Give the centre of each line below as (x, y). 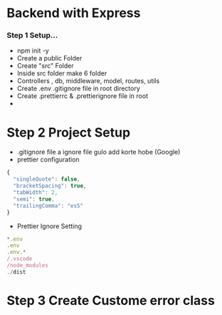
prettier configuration (48, 160)
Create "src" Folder (45, 66)
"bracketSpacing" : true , (50, 186)
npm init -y (33, 50)
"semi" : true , (34, 199)
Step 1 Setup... (32, 36)
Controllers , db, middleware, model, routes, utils (88, 81)
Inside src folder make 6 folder (62, 73)
